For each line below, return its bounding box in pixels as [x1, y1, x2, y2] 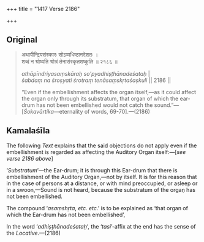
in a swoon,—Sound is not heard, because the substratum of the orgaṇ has [6, 186, 196, 193]
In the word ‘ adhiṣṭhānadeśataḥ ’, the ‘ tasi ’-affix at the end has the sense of [6, 222, 196, 230]
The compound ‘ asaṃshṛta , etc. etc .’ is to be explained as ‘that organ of [6, 204, 189, 211]
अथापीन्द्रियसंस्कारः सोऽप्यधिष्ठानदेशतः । [21, 51, 99, 58]
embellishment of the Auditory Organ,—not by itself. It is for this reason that [6, 173, 197, 180]
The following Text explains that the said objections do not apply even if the [6, 142, 197, 149]
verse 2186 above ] [6, 155, 53, 162]
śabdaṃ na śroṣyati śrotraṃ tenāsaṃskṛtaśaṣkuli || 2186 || [21, 76, 172, 84]
